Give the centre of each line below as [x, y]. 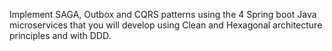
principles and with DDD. [60, 35]
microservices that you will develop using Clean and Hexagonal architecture [166, 25]
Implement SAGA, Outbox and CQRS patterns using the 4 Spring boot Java [163, 14]
